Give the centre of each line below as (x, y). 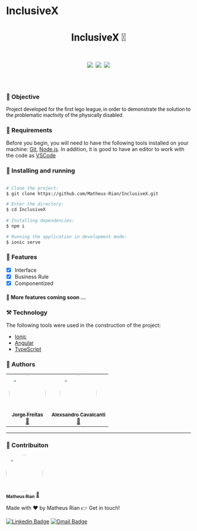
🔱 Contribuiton (27, 445)
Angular (24, 343)
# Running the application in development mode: (67, 236)
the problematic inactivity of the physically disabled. (65, 115)
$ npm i (16, 226)
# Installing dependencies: (40, 221)
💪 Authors (21, 364)
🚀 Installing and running (40, 171)
